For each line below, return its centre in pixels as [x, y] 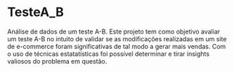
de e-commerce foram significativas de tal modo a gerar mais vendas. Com [117, 46]
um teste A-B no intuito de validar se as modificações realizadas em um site [117, 38]
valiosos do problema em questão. [57, 61]
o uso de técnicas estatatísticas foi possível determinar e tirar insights [108, 54]
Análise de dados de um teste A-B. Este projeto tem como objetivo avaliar [114, 31]
